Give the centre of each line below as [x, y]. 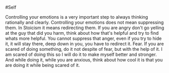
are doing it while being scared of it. [43, 65]
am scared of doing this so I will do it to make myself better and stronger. [81, 54]
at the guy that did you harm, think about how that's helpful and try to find [82, 33]
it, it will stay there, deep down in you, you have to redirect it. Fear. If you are [84, 44]
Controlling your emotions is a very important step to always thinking [77, 17]
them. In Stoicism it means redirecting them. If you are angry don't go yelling [85, 28]
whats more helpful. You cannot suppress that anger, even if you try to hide [83, 38]
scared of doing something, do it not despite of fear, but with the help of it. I [84, 49]
